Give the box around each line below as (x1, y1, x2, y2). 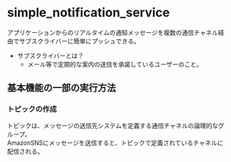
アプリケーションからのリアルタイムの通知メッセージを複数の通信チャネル (7, 28, 219, 36)
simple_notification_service (7, 5, 170, 21)
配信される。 (7, 147, 43, 155)
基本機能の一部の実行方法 (7, 82, 116, 94)
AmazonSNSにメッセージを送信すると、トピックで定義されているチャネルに (7, 139, 224, 147)
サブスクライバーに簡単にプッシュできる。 (19, 36, 140, 45)
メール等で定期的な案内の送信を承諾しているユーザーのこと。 (27, 60, 203, 68)
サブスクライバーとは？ (17, 51, 84, 60)
